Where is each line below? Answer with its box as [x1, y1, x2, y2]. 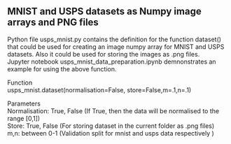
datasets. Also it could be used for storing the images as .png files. [7, 50, 200, 58]
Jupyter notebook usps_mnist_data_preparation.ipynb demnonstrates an [7, 57, 216, 66]
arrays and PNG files [7, 17, 99, 29]
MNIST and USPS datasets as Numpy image [7, 6, 202, 17]
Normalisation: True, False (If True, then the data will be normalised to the [7, 106, 219, 115]
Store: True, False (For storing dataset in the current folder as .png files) [7, 122, 215, 130]
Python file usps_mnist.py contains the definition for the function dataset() [7, 35, 222, 43]
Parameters [7, 99, 41, 108]
